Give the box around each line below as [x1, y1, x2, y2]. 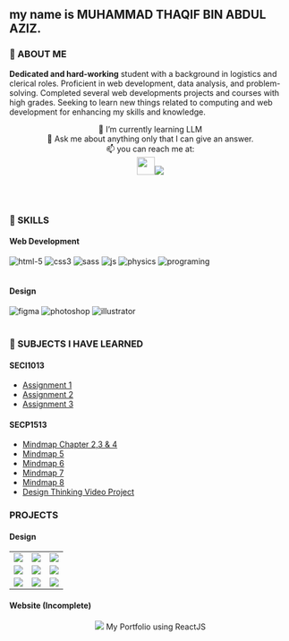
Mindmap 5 [21, 449, 64, 459]
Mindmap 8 [21, 477, 64, 488]
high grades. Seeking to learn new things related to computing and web [9, 97, 273, 107]
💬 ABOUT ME [9, 48, 67, 61]
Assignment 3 [21, 398, 74, 410]
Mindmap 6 [21, 458, 64, 469]
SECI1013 [9, 360, 45, 371]
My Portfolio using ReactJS [106, 621, 207, 632]
